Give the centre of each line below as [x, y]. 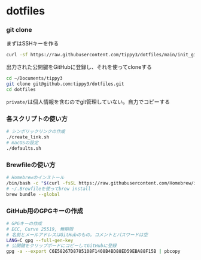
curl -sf [17, 55]
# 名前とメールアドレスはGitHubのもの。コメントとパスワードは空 [77, 235]
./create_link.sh [28, 137]
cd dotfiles [21, 90]
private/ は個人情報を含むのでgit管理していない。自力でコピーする [88, 102]
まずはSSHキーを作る [33, 44]
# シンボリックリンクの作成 [36, 132]
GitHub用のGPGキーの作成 [45, 211]
